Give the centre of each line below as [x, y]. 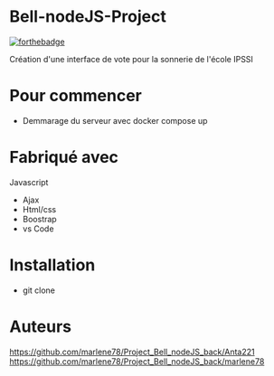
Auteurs [41, 326]
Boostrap [39, 219]
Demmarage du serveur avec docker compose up [115, 120]
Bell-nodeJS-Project [88, 17]
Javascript [29, 182]
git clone [39, 290]
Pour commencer [76, 96]
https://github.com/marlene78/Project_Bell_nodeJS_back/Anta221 [132, 352]
